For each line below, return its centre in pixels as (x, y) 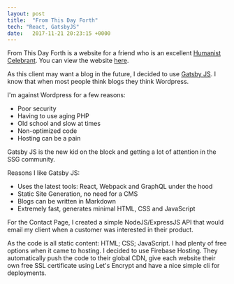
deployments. (27, 273)
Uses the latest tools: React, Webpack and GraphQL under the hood (115, 187)
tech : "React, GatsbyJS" (43, 27)
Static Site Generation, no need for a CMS (78, 194)
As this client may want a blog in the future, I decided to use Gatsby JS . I (112, 74)
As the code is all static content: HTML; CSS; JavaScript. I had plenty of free (117, 243)
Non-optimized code (47, 131)
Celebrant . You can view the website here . (68, 61)
